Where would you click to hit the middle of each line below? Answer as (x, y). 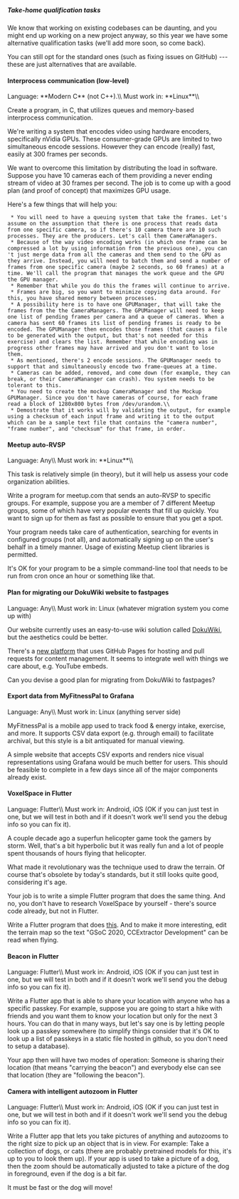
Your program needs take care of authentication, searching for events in (113, 532)
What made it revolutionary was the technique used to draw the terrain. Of (116, 867)
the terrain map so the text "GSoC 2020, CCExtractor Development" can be (118, 932)
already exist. (27, 777)
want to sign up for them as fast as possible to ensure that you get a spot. (115, 518)
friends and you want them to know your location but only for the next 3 (113, 1016)
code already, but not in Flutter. (53, 911)
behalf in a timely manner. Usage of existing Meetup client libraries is (108, 547)
